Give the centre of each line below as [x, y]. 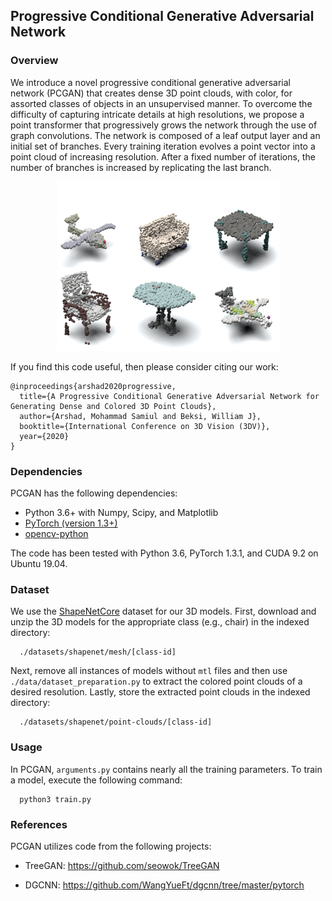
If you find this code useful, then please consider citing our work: [144, 366]
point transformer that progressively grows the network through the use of [164, 125]
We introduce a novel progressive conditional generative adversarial [150, 82]
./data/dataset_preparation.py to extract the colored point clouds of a [156, 681]
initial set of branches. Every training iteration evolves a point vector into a [163, 146]
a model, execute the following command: [96, 780]
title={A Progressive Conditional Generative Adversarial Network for [169, 396]
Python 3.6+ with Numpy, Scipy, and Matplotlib [121, 512]
